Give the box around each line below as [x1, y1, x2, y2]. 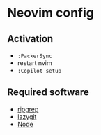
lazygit [17, 112, 37, 120]
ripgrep [17, 105, 39, 113]
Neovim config [7, 5, 94, 21]
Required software [7, 86, 89, 99]
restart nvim [17, 59, 52, 67]
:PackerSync [17, 52, 52, 59]
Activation [7, 33, 54, 45]
